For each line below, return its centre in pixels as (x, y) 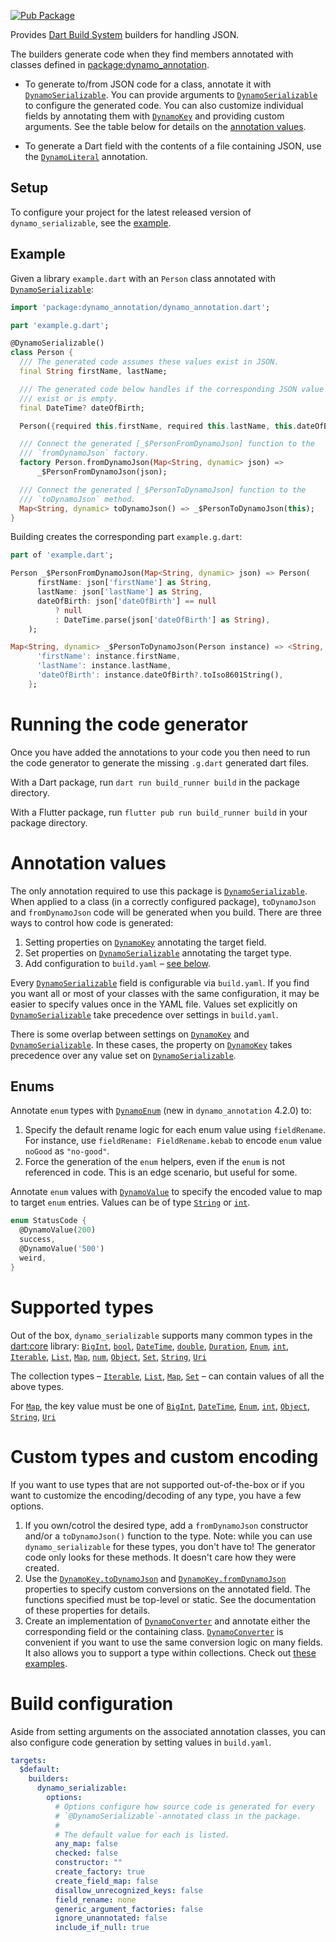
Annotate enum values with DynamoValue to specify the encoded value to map (166, 1192)
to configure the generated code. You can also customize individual (164, 105)
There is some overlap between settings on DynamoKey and (130, 1034)
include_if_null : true (102, 1928)
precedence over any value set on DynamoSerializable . (123, 1055)
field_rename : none (95, 1900)
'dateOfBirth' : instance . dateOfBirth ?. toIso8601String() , (160, 675)
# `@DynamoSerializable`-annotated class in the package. (178, 1816)
